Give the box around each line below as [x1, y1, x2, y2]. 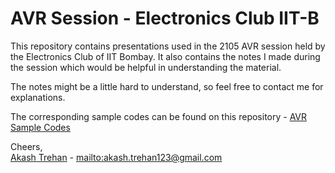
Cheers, [10, 140, 43, 152]
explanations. [10, 91, 66, 103]
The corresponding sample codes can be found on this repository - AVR [10, 110, 308, 122]
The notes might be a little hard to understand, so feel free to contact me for [10, 80, 324, 92]
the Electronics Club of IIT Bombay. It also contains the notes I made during [10, 50, 321, 62]
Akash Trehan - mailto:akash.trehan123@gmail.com [10, 151, 223, 163]
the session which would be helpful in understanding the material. [10, 61, 282, 73]
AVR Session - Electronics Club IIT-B [10, 7, 320, 30]
